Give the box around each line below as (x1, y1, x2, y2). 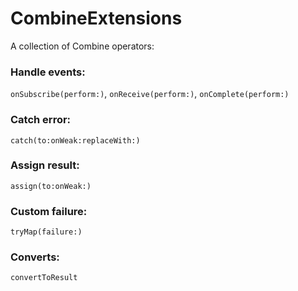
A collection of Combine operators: (10, 40, 155, 52)
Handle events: (10, 65, 86, 79)
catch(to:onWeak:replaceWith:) (10, 135, 141, 146)
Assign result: (10, 158, 80, 172)
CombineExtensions (10, 7, 183, 30)
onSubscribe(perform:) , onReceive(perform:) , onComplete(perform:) (10, 88, 290, 100)
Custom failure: (10, 204, 88, 218)
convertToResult (10, 273, 78, 283)
